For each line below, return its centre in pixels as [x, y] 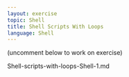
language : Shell [31, 33]
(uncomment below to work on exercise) [65, 53]
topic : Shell [26, 20]
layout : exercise [32, 14]
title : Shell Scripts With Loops [55, 26]
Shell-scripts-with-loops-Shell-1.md [58, 66]
